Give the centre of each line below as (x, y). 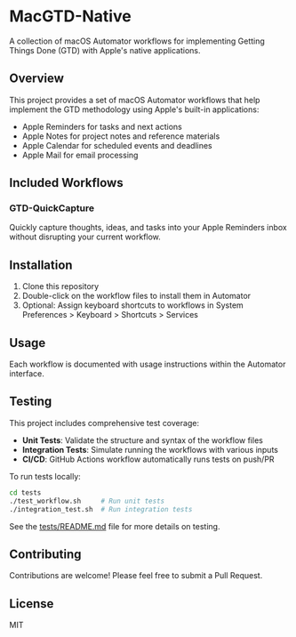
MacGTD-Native (70, 16)
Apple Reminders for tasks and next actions (102, 126)
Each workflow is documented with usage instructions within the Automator (148, 364)
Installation (41, 265)
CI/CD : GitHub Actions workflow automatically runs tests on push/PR (148, 459)
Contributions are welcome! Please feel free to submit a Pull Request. (136, 576)
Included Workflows (66, 183)
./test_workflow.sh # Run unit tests (87, 501)
